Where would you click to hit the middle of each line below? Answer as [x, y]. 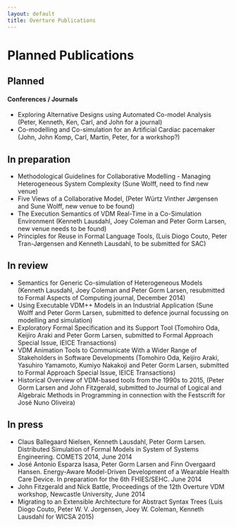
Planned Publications [71, 55]
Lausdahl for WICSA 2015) [56, 516]
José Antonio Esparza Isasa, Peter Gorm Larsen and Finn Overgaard [117, 464]
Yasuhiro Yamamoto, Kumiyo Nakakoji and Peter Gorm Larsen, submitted [123, 365]
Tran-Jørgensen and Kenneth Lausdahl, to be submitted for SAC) [112, 244]
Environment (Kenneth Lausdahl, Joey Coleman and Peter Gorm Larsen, [122, 221]
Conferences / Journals [43, 99]
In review [28, 266]
